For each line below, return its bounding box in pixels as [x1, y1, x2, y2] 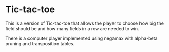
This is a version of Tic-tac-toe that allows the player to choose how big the [5, 20, 164, 26]
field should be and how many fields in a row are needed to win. [5, 25, 139, 31]
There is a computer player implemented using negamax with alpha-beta [5, 35, 158, 41]
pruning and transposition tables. [5, 40, 75, 46]
